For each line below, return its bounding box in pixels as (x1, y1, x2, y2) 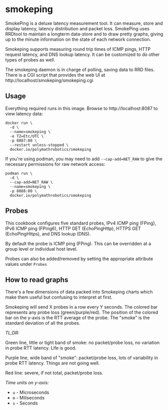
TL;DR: (5, 330, 20, 336)
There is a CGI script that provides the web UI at (5, 72, 105, 78)
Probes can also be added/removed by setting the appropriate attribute (5, 256, 153, 262)
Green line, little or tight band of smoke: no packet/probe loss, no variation (5, 339, 160, 346)
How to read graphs (5, 275, 69, 284)
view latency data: (5, 110, 43, 116)
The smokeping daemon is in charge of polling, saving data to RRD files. (5, 67, 155, 73)
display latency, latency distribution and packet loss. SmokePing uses (5, 25, 150, 31)
